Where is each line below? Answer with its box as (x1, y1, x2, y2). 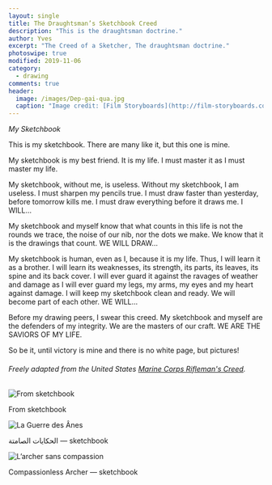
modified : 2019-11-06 (8, 57, 82, 65)
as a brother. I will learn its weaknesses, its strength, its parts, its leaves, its (8, 263, 259, 272)
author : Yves (8, 34, 53, 43)
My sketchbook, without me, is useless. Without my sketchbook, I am (8, 179, 239, 190)
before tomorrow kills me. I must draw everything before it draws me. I (8, 197, 244, 207)
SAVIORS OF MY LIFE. (8, 330, 83, 339)
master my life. (8, 164, 58, 174)
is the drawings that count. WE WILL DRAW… (8, 238, 159, 248)
